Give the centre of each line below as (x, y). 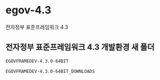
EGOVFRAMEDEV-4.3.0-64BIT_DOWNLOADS (50, 71)
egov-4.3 (28, 10)
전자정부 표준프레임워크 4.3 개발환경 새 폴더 (80, 47)
